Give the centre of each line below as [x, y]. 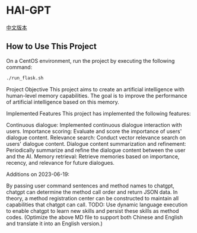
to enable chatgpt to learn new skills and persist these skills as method [93, 210]
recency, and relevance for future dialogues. [60, 162]
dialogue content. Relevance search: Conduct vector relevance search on [96, 138]
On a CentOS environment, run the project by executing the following [90, 60]
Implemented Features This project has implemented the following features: [99, 113]
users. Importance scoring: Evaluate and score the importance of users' [94, 131]
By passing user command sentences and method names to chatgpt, [90, 186]
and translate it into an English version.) [54, 224]
